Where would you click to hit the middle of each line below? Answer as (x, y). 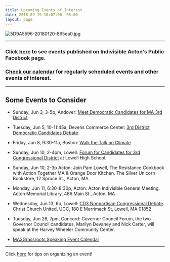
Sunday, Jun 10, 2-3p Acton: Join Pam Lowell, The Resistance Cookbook (88, 168)
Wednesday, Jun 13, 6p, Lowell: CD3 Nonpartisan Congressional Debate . (88, 204)
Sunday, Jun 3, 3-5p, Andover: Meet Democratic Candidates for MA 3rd (88, 112)
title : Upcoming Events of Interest (44, 10)
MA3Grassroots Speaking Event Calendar (56, 240)
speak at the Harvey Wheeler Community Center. (64, 230)
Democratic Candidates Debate (45, 133)
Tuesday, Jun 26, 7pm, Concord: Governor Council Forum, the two (81, 219)
